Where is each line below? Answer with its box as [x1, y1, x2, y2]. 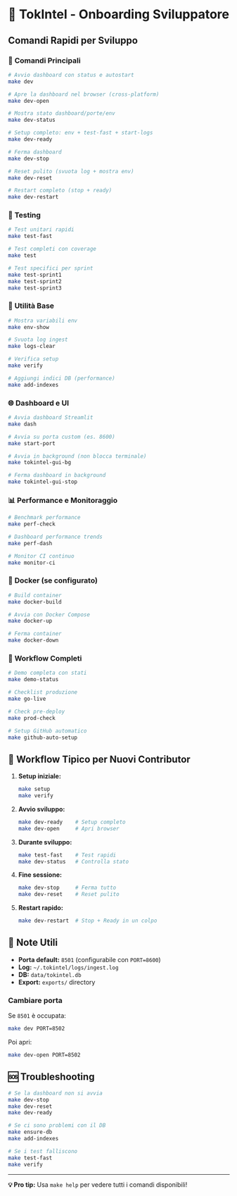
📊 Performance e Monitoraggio [8, 495, 118, 505]
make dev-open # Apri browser [18, 825, 120, 832]
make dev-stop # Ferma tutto [18, 884, 117, 892]
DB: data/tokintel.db [18, 970, 82, 978]
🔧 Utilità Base [8, 301, 55, 311]
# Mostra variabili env [8, 317, 78, 324]
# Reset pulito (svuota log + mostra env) [8, 168, 134, 175]
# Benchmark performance [8, 514, 81, 521]
